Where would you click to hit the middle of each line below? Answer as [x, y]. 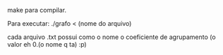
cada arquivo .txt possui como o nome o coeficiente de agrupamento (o [112, 37]
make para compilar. [37, 10]
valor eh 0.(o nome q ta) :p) [47, 44]
